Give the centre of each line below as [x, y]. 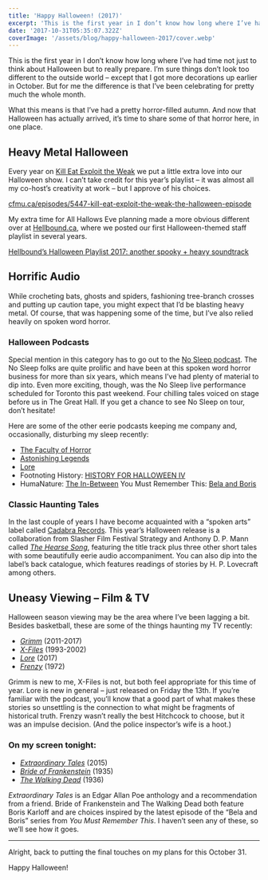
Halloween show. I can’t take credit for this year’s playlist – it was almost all [131, 180]
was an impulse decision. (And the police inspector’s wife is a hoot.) [120, 724]
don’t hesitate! [32, 410]
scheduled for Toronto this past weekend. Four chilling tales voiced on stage [134, 394]
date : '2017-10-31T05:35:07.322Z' [66, 30]
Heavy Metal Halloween [69, 152]
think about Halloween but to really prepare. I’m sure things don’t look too [129, 69]
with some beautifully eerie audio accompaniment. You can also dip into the [133, 556]
